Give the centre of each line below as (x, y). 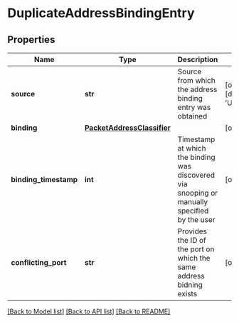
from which (196, 80)
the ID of (192, 240)
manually (193, 202)
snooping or (198, 193)
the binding (196, 157)
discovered (196, 175)
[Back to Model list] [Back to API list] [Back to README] (89, 311)
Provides (192, 231)
